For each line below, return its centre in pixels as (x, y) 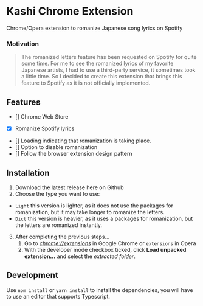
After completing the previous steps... (62, 237)
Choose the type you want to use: (57, 193)
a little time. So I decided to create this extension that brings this (101, 77)
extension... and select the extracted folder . (80, 256)
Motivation (23, 44)
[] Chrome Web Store (42, 117)
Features (23, 102)
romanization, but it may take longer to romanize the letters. (90, 212)
